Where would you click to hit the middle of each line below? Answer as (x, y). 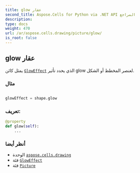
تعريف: (13, 111)
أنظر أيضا (15, 144)
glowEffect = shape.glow (31, 98)
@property (16, 122)
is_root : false (21, 38)
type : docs (17, 24)
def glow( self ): (22, 126)
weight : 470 (18, 29)
